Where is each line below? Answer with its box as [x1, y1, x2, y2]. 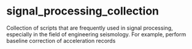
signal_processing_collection [6, 4, 159, 18]
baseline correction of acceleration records [6, 37, 116, 44]
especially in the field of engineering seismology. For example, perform [6, 30, 186, 38]
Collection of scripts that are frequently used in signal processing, [6, 24, 173, 31]
